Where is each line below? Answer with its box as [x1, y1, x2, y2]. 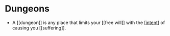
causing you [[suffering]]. [12, 24, 66, 30]
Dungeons [5, 3, 50, 14]
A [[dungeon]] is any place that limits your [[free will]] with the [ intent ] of [12, 19, 165, 25]
